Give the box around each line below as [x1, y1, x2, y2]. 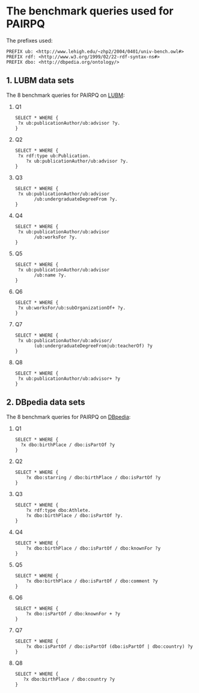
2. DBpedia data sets [6, 397, 85, 408]
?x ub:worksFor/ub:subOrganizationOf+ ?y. [17, 305, 126, 311]
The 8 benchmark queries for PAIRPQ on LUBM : [6, 92, 125, 99]
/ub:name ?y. [34, 272, 67, 278]
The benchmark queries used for [6, 4, 174, 18]
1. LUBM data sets [6, 75, 75, 85]
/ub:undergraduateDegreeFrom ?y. [34, 196, 118, 202]
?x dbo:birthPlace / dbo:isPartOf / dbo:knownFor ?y [26, 545, 161, 552]
